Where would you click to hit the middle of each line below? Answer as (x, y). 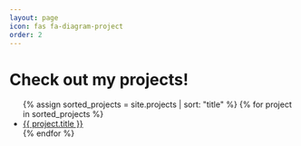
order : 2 (26, 34)
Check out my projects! (99, 79)
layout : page (34, 18)
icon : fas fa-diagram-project (67, 26)
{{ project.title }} (53, 124)
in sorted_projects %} (63, 114)
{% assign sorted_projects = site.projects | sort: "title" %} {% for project (157, 104)
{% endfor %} (49, 133)
